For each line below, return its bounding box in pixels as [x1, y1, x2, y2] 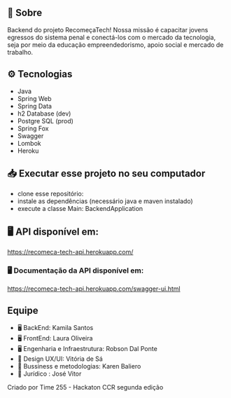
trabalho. [7, 48, 34, 56]
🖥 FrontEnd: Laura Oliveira [17, 334, 93, 343]
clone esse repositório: [17, 190, 84, 198]
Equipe [7, 304, 38, 316]
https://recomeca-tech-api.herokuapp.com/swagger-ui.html [7, 284, 181, 293]
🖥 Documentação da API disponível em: [7, 266, 144, 275]
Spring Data [17, 102, 52, 110]
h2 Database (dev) [17, 109, 71, 118]
